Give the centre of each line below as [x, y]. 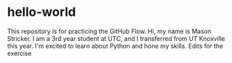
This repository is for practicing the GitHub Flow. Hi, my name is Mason [109, 31]
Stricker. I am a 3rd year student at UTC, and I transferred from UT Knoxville [116, 38]
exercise [20, 53]
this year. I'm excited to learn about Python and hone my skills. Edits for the [115, 46]
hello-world [42, 12]
